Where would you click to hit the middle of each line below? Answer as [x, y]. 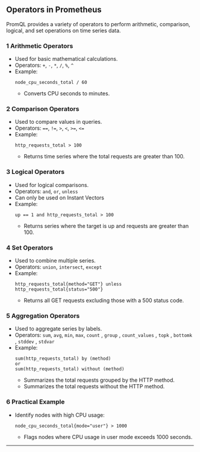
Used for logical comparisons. [52, 185]
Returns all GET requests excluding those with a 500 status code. [104, 300]
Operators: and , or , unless [46, 191]
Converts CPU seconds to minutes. [67, 93]
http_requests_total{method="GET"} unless [68, 284]
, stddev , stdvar [35, 341]
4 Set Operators [30, 248]
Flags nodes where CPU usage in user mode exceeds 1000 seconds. [108, 437]
